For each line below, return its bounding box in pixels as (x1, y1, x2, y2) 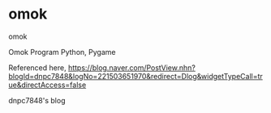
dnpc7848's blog (8, 95, 66, 105)
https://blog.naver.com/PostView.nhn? (67, 62, 196, 73)
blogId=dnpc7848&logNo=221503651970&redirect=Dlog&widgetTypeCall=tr (8, 71, 264, 81)
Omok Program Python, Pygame (8, 47, 116, 56)
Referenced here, (8, 62, 67, 73)
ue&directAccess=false (8, 80, 87, 90)
